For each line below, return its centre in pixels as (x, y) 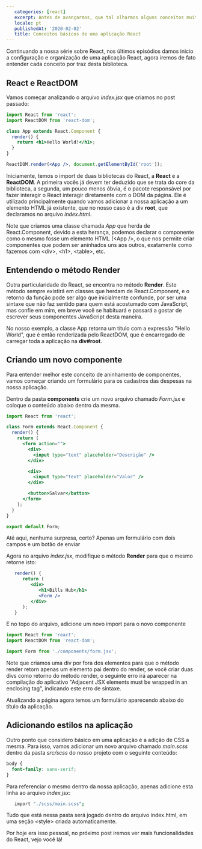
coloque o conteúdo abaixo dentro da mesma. (63, 405)
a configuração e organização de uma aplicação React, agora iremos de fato (101, 58)
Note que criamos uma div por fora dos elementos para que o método (93, 663)
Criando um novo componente (64, 360)
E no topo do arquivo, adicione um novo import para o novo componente (96, 624)
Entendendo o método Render (63, 270)
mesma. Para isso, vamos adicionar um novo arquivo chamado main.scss (97, 746)
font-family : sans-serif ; (44, 769)
